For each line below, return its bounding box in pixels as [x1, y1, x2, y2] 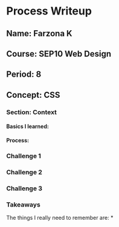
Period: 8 [6, 69, 42, 80]
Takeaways [6, 200, 40, 209]
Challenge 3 [6, 184, 43, 193]
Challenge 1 [6, 152, 41, 160]
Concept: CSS [6, 89, 60, 100]
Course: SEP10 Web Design [6, 48, 112, 59]
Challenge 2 [6, 168, 42, 176]
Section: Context [6, 107, 57, 116]
